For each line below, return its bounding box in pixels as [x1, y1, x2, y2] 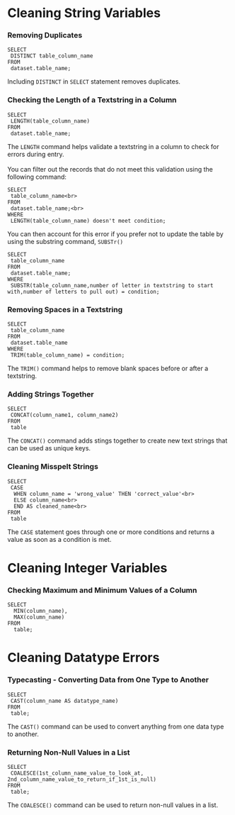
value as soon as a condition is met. [7, 535, 112, 543]
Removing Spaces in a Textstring [7, 304, 123, 314]
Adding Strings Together [7, 389, 94, 399]
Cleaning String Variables [7, 5, 161, 21]
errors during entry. [7, 150, 64, 158]
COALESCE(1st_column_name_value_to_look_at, [10, 770, 144, 777]
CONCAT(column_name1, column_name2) [10, 411, 119, 419]
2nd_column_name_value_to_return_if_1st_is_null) [7, 775, 157, 783]
